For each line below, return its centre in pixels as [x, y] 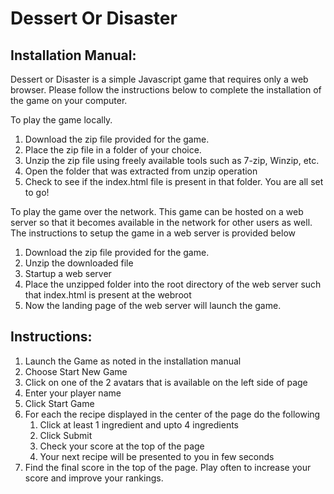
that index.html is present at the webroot [108, 295]
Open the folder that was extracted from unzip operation [141, 171]
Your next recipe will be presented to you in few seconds [157, 456]
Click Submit [66, 435]
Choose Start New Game [76, 371]
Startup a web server [68, 273]
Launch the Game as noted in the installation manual [133, 361]
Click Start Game [59, 403]
